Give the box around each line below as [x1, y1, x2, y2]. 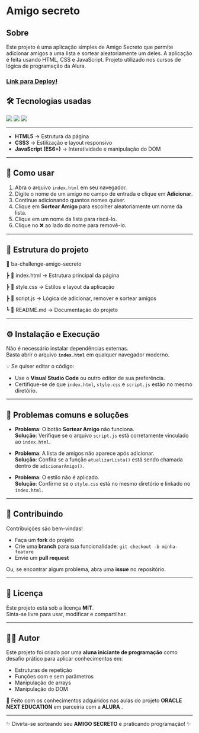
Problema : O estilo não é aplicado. [14, 473, 99, 481]
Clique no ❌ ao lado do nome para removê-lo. [14, 221, 127, 229]
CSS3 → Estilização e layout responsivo [14, 139, 113, 146]
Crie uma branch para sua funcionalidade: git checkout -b [14, 543, 160, 550]
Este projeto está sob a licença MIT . [6, 604, 94, 611]
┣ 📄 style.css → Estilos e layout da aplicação [6, 283, 115, 291]
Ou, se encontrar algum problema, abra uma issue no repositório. [6, 565, 166, 573]
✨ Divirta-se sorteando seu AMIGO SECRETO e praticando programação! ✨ [6, 721, 191, 728]
